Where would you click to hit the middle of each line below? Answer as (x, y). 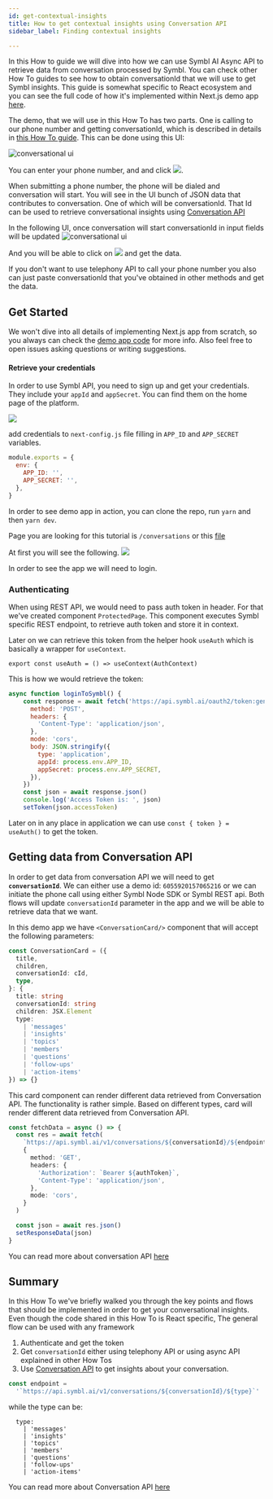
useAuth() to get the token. (54, 831)
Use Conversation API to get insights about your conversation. (124, 1369)
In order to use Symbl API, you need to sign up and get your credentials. (129, 386)
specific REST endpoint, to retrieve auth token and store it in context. (123, 624)
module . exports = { (41, 458)
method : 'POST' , (57, 709)
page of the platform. (44, 403)
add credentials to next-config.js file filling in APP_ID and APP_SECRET (123, 434)
